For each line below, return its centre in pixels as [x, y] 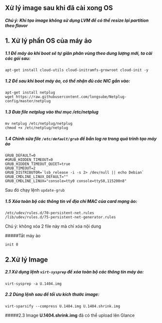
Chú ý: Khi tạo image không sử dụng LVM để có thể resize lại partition [77, 20]
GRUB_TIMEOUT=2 [20, 168]
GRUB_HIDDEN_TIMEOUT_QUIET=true [38, 164]
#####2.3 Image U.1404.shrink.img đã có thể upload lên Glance [70, 315]
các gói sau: [18, 58]
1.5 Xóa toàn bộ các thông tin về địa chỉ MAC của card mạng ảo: [71, 201]
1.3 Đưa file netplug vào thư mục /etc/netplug [52, 112]
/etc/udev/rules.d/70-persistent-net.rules [50, 213]
